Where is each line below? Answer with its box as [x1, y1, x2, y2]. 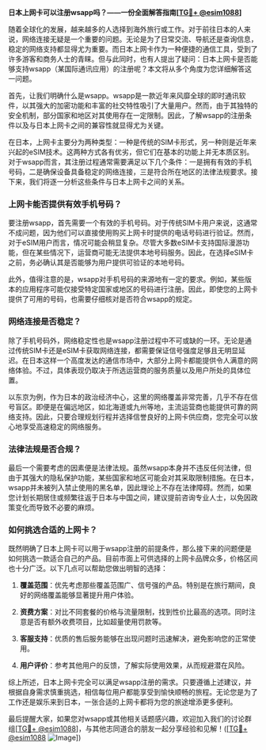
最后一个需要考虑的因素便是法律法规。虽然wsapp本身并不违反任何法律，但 [8, 463, 252, 472]
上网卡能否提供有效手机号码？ [8, 198, 123, 209]
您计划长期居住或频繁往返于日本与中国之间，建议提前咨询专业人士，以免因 [8, 493, 251, 502]
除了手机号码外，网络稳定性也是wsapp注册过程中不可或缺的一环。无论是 [8, 336, 245, 345]
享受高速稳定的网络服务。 [21, 421, 105, 431]
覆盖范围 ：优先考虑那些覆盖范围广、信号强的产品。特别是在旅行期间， [19, 581, 249, 590]
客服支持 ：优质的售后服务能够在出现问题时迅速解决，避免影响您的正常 [19, 634, 249, 644]
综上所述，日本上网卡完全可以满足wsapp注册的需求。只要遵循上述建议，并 [8, 677, 252, 687]
